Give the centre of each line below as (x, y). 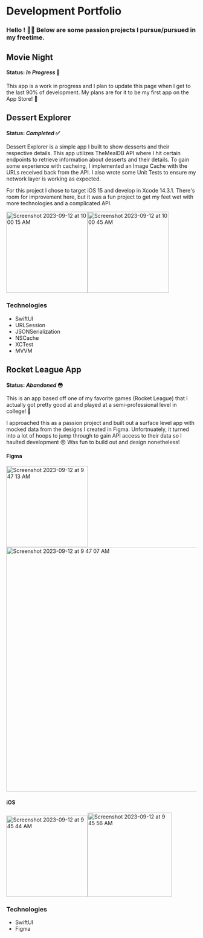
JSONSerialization (37, 331)
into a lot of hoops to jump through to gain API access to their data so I (94, 436)
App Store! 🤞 (22, 98)
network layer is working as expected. (54, 179)
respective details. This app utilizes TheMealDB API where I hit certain (94, 153)
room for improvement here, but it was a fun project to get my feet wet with (100, 197)
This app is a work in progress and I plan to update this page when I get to (99, 86)
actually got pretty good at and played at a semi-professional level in (92, 405)
